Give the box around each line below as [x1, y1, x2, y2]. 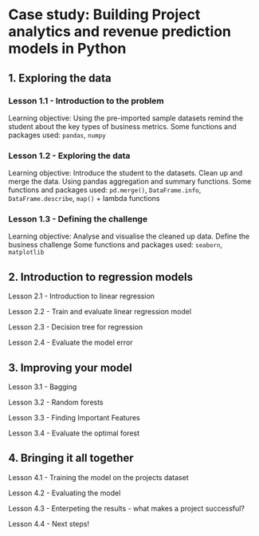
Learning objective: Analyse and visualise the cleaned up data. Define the [8, 231, 249, 241]
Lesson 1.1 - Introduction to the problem [8, 95, 165, 106]
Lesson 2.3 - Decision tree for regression [8, 322, 143, 332]
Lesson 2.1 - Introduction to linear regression [8, 291, 155, 301]
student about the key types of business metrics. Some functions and [8, 121, 237, 131]
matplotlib [8, 249, 45, 257]
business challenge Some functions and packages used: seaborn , [8, 240, 223, 250]
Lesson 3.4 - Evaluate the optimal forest [8, 428, 140, 438]
